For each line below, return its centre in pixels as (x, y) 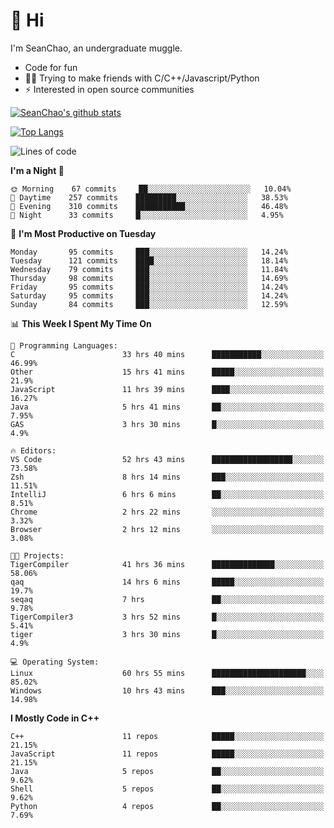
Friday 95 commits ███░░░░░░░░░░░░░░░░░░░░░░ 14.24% (149, 287)
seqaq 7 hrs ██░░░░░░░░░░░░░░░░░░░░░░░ (167, 599)
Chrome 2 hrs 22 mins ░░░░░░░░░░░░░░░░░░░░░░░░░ (167, 512)
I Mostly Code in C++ (55, 718)
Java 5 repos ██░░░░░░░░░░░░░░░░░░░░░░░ (167, 771)
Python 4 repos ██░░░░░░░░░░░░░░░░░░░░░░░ (167, 806)
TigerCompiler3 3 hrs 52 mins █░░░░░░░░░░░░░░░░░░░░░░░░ (167, 617)
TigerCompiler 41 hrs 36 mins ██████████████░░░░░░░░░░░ (167, 564)
